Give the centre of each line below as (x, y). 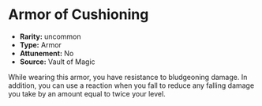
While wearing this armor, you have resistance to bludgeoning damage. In (128, 77)
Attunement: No (47, 53)
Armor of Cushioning (79, 15)
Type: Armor (40, 44)
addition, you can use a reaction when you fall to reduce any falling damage (131, 85)
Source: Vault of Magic (58, 62)
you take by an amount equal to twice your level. (87, 93)
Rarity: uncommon (50, 36)
